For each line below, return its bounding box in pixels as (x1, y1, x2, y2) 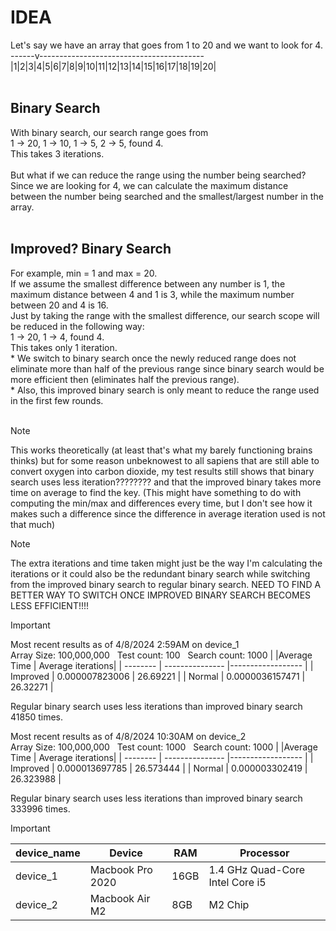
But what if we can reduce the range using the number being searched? (10, 169, 307, 181)
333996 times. (10, 802, 71, 815)
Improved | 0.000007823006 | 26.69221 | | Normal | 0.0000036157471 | (10, 670, 306, 682)
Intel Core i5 (208, 875, 267, 889)
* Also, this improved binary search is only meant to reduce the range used (10, 384, 320, 396)
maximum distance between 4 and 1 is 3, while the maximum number (10, 288, 295, 300)
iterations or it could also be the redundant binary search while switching (10, 567, 311, 580)
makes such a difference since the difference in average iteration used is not (10, 507, 326, 520)
